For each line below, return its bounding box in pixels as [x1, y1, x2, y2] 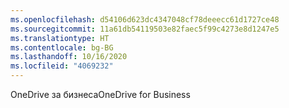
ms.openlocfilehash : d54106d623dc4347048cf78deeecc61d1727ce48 [10, 14, 280, 25]
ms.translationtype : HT [10, 33, 110, 43]
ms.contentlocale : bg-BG [10, 42, 114, 53]
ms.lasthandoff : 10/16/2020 [10, 52, 128, 62]
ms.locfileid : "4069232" [10, 61, 114, 71]
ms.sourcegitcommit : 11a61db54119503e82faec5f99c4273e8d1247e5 [10, 24, 280, 34]
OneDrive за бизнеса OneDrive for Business [10, 89, 191, 100]
